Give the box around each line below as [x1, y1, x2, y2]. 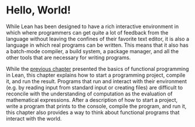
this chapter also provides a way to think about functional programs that [6, 109, 180, 116]
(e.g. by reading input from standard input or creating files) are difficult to [6, 84, 183, 91]
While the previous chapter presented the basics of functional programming [6, 65, 189, 72]
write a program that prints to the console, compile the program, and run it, [6, 102, 187, 109]
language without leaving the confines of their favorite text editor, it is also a [6, 35, 189, 42]
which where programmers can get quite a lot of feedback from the [6, 29, 169, 36]
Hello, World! [6, 4, 71, 17]
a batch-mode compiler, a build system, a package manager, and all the [6, 47, 179, 54]
